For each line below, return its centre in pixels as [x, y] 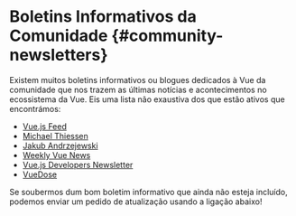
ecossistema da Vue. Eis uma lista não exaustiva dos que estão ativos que [148, 99]
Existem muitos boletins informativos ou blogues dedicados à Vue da [138, 80]
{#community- [167, 36]
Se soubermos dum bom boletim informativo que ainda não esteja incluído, [148, 192]
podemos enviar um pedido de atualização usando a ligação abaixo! [136, 202]
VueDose [39, 174]
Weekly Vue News [56, 155]
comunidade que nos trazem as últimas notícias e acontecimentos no [139, 89]
